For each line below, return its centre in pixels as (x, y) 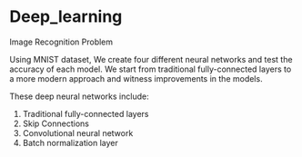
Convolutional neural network (78, 132)
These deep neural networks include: (79, 96)
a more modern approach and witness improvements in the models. (136, 78)
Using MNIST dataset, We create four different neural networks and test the (151, 59)
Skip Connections (55, 123)
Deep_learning (66, 17)
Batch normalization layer (70, 142)
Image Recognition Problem (61, 42)
